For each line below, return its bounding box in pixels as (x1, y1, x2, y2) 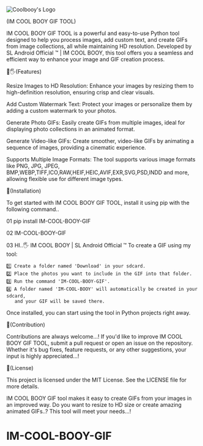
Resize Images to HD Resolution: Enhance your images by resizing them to (6, 82, 194, 89)
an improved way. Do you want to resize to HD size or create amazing (6, 401, 182, 408)
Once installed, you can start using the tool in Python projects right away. (6, 309, 191, 316)
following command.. (6, 206, 59, 213)
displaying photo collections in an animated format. (6, 126, 136, 133)
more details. (6, 383, 40, 390)
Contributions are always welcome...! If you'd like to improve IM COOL (6, 333, 183, 340)
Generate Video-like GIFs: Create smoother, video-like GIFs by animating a (6, 137, 194, 144)
